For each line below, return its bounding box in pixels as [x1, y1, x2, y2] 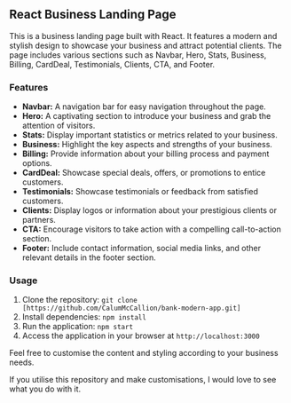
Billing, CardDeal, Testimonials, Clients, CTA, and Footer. [9, 59, 216, 69]
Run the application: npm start [21, 321, 134, 332]
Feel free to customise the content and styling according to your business [9, 348, 279, 359]
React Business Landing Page [9, 7, 177, 22]
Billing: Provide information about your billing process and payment [21, 148, 270, 159]
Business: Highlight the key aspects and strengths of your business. [21, 139, 273, 150]
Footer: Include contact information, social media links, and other [21, 243, 262, 254]
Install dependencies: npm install [21, 312, 146, 322]
